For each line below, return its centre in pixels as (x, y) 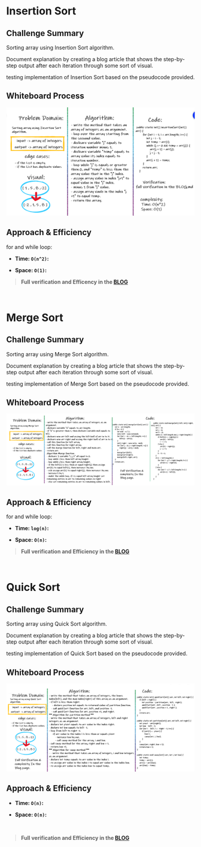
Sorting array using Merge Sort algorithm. (57, 354)
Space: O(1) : (31, 270)
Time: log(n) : (32, 528)
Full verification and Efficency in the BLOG (74, 282)
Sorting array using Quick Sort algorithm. (57, 624)
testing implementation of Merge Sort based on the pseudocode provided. (98, 384)
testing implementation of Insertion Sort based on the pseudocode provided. (100, 77)
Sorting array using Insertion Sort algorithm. (60, 47)
